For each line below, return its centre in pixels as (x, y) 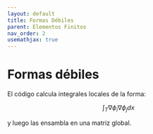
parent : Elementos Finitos (47, 27)
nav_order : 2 (26, 33)
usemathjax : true (33, 40)
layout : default (31, 14)
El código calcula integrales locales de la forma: (77, 94)
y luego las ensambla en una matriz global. (69, 123)
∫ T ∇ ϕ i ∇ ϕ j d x (118, 108)
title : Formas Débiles (41, 20)
